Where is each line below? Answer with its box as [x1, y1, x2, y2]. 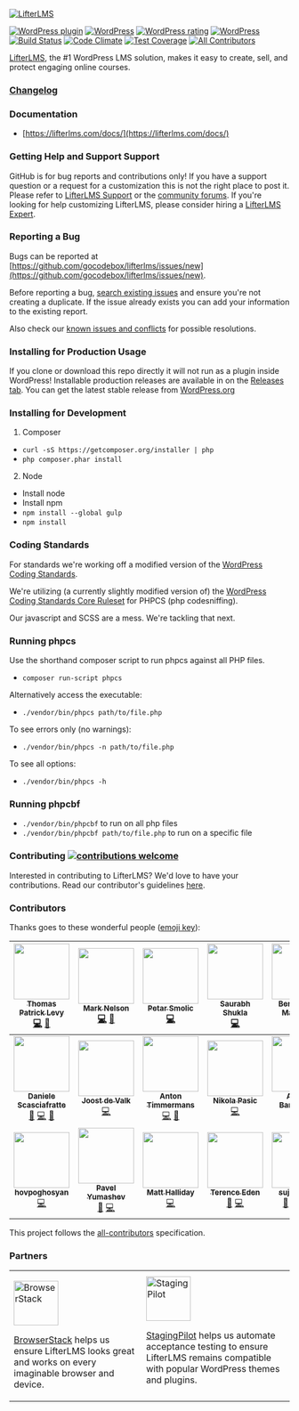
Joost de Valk [81, 1095, 132, 1106]
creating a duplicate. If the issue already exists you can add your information [9, 296, 290, 307]
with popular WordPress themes [145, 1363, 280, 1375]
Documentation [9, 108, 78, 120]
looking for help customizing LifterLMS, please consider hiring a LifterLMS [9, 199, 282, 209]
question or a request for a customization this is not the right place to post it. [9, 180, 290, 191]
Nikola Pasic [213, 1095, 258, 1106]
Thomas [26, 998, 57, 1009]
